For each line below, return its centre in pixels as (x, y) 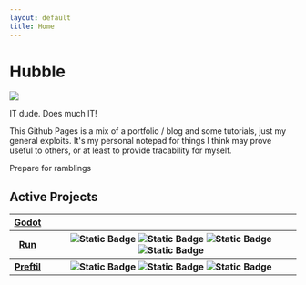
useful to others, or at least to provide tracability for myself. (121, 150)
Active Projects (54, 197)
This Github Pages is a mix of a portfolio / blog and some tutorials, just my (148, 131)
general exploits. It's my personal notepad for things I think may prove (141, 141)
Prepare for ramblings (51, 168)
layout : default (40, 18)
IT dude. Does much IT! (53, 114)
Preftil (27, 267)
